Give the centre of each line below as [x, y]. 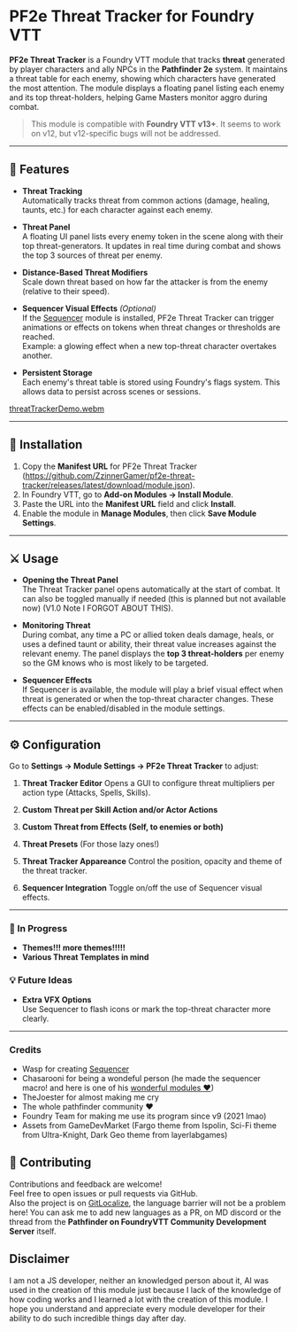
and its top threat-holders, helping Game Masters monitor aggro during [138, 97]
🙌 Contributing [50, 1163]
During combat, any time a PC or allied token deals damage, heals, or [148, 635]
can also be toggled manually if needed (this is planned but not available [154, 599]
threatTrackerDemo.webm [57, 409]
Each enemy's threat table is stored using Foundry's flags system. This [151, 382]
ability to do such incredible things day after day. [98, 1318]
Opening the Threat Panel [70, 580]
